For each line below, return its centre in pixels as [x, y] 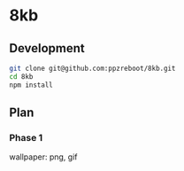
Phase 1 [26, 137]
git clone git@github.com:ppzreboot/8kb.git [92, 68]
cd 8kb [21, 76]
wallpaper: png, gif [43, 157]
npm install [31, 85]
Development [47, 48]
